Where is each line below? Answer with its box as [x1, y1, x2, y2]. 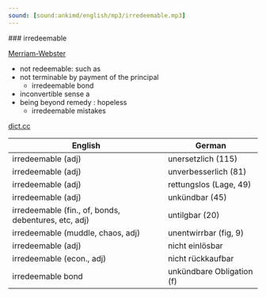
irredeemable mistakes [31, 106, 107, 115]
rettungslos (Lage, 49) [167, 179, 252, 190]
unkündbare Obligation [167, 265, 253, 276]
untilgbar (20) [167, 209, 220, 220]
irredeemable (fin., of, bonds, [12, 205, 120, 216]
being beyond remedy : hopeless [19, 97, 127, 107]
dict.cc [8, 121, 31, 130]
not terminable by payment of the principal [19, 72, 159, 81]
